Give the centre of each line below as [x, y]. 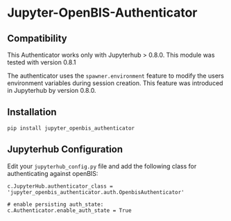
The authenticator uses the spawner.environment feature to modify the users [115, 76]
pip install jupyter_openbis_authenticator [71, 128]
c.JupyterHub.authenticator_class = [60, 186]
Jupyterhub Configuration [65, 149]
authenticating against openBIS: [53, 173]
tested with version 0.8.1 [42, 62]
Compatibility [37, 38]
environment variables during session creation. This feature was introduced [115, 83]
